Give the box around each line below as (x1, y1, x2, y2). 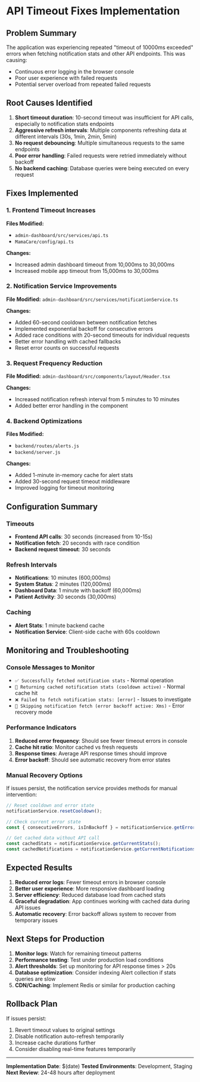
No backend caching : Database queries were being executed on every (14, 164, 189, 171)
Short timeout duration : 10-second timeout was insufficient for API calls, (14, 113, 194, 121)
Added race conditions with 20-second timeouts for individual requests (14, 331, 190, 339)
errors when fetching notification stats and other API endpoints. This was (6, 50, 186, 57)
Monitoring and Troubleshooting (6, 645, 129, 656)
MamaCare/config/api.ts (14, 239, 74, 245)
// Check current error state (6, 819, 82, 825)
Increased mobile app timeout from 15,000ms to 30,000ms (14, 267, 159, 274)
